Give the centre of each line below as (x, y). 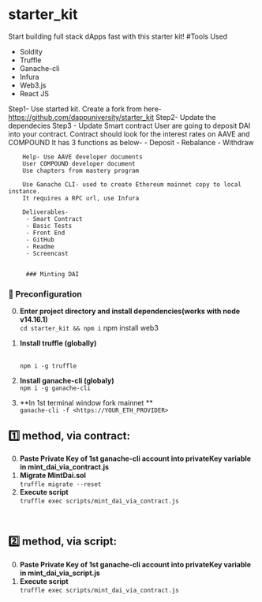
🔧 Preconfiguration (45, 294)
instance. (24, 191)
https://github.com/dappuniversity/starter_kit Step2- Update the (112, 117)
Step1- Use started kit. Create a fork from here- (85, 109)
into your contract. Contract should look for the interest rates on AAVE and (129, 134)
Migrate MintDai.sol (53, 476)
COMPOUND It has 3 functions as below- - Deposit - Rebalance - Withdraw (131, 142)
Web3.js (33, 85)
